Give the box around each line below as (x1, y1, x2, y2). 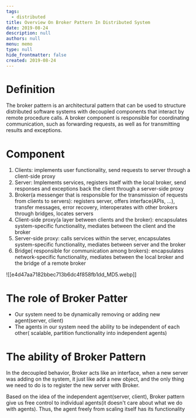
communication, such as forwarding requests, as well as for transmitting (6, 120, 180, 127)
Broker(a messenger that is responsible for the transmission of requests (14, 191, 188, 199)
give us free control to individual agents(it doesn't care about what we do (6, 399, 183, 406)
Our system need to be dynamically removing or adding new (14, 311, 161, 318)
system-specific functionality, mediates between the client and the (14, 223, 176, 230)
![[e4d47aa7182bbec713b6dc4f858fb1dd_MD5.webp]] (6, 271, 137, 278)
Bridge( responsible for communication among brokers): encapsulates (14, 247, 184, 254)
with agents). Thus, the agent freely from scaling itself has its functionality (6, 406, 185, 413)
